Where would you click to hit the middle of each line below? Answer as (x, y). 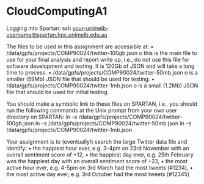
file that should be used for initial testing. (57, 92)
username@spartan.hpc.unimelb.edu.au (57, 34)
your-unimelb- (90, 28)
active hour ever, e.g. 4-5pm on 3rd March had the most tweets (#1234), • (100, 167)
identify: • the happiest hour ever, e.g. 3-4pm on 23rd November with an (98, 148)
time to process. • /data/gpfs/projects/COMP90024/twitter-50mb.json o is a (102, 72)
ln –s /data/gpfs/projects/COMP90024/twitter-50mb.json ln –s (113, 123)
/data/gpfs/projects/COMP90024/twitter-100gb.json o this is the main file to (102, 53)
